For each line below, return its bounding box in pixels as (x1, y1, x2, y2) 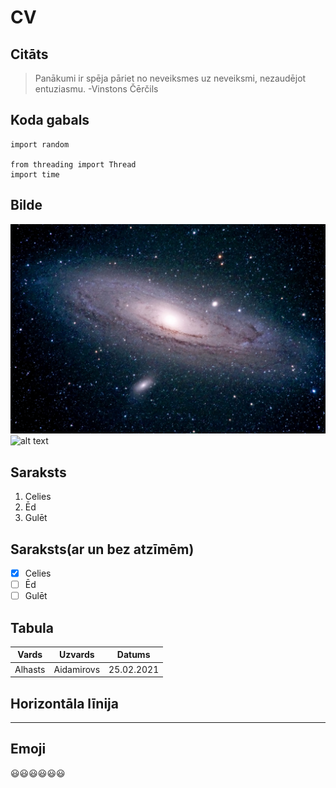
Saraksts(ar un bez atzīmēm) (10, 541, 195, 558)
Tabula (10, 619, 54, 636)
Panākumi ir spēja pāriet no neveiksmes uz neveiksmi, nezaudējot (34, 72, 307, 84)
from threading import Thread (10, 159, 137, 170)
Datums (116, 649, 151, 661)
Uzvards (58, 649, 95, 661)
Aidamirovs (53, 663, 101, 675)
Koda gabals (10, 112, 90, 129)
